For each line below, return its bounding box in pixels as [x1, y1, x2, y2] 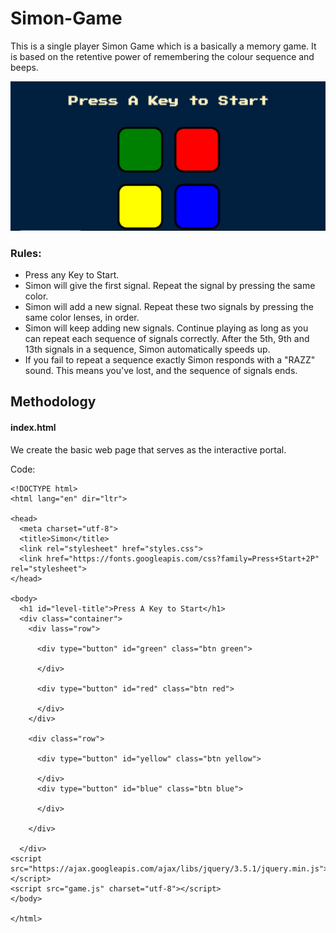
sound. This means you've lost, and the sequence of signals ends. [24, 364, 298, 376]
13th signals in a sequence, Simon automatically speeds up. [24, 343, 271, 355]
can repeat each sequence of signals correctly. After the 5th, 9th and [24, 332, 310, 344]
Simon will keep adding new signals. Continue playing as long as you [24, 322, 309, 334]
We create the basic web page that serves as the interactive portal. [10, 443, 287, 456]
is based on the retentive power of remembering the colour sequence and [10, 50, 315, 62]
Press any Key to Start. [24, 268, 120, 281]
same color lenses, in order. [24, 311, 140, 323]
